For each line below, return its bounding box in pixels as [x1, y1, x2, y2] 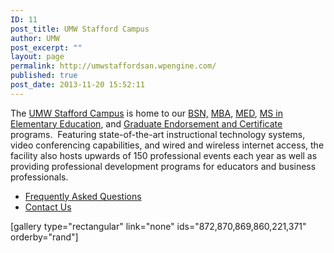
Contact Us [24, 201, 72, 213]
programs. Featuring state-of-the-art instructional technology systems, [10, 128, 306, 140]
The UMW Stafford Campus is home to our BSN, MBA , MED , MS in [10, 107, 283, 119]
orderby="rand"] [10, 231, 79, 243]
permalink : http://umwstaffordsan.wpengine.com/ [10, 61, 217, 71]
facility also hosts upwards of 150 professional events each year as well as [10, 149, 318, 161]
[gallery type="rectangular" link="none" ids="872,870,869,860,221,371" [10, 220, 307, 232]
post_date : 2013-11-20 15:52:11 [10, 80, 145, 90]
